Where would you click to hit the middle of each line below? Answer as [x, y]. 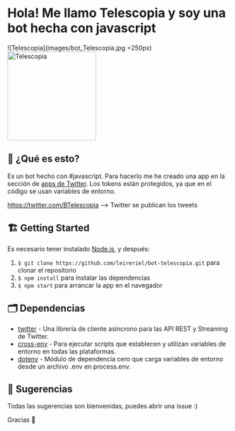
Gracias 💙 [22, 420]
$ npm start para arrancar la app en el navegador [90, 285]
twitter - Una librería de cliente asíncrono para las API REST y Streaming [123, 329]
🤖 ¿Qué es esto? [44, 159]
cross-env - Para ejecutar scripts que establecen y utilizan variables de [122, 344]
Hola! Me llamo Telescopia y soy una [117, 13]
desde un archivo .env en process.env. [74, 366]
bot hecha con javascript [82, 28]
